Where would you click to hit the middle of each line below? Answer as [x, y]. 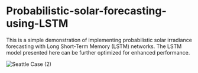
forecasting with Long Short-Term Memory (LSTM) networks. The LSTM [94, 46]
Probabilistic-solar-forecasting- [86, 11]
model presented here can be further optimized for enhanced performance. [98, 52]
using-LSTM [37, 23]
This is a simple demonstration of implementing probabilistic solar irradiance [99, 40]
